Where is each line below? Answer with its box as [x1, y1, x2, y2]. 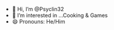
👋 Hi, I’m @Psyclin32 [12, 6, 64, 12]
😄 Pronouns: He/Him [12, 18, 65, 25]
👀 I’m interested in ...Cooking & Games [12, 12, 108, 19]
